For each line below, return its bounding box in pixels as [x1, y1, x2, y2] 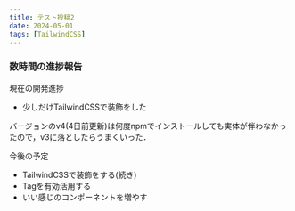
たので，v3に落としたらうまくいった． [9, 131, 152, 142]
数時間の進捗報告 [9, 61, 83, 73]
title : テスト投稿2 [9, 12, 75, 22]
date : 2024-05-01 [9, 21, 74, 30]
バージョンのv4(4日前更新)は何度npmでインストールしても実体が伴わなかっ [9, 120, 287, 131]
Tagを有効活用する [21, 180, 92, 191]
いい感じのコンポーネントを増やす [21, 191, 148, 202]
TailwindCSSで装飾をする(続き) [21, 169, 137, 180]
